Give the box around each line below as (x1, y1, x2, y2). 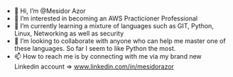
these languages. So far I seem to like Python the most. (13, 45, 176, 52)
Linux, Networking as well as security (13, 29, 124, 37)
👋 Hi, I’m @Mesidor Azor (13, 7, 87, 15)
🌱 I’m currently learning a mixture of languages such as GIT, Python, (13, 22, 215, 30)
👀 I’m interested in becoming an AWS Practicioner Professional (13, 14, 197, 23)
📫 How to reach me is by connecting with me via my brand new (13, 52, 202, 60)
